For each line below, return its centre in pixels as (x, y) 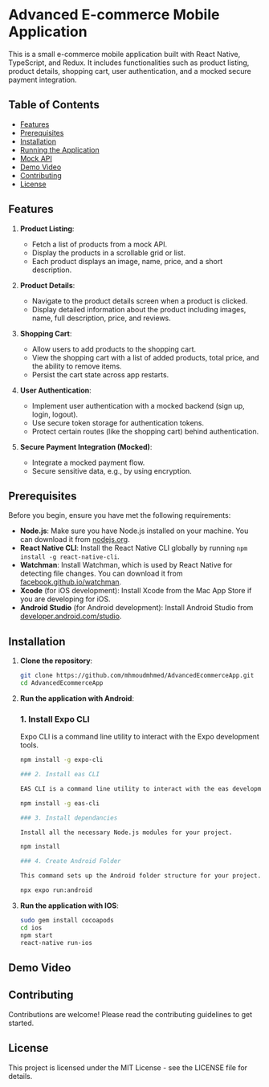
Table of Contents (54, 105)
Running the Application (59, 149)
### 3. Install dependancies (69, 818)
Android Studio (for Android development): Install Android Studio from (137, 608)
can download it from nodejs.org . (75, 539)
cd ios (31, 928)
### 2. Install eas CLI (60, 775)
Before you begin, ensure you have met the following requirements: (120, 515)
